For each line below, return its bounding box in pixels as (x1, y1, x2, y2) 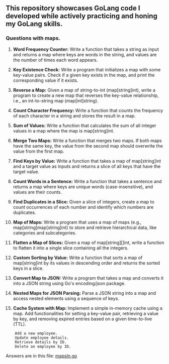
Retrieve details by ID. (15, 339, 67, 344)
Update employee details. (15, 335, 69, 340)
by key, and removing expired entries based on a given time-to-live (13, 316, 152, 322)
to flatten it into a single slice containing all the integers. (13, 245, 129, 251)
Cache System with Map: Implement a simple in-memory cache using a (13, 305, 163, 311)
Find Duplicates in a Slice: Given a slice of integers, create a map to (13, 198, 155, 205)
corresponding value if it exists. (13, 77, 78, 83)
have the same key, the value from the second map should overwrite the (13, 143, 163, 149)
